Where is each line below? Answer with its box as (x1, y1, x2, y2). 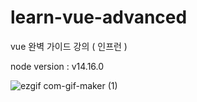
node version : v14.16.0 (10, 60, 105, 72)
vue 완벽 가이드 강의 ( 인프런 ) (10, 40, 128, 52)
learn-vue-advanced (10, 6, 188, 29)
